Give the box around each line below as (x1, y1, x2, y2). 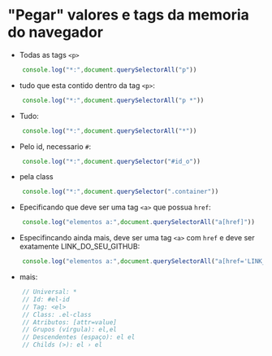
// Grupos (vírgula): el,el (22, 326, 117, 334)
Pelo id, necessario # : (19, 141, 92, 152)
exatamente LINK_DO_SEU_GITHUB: (19, 242, 140, 252)
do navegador (7, 23, 103, 42)
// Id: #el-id (22, 295, 70, 303)
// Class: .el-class (22, 310, 92, 319)
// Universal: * (22, 288, 78, 297)
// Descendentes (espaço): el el (22, 333, 136, 341)
